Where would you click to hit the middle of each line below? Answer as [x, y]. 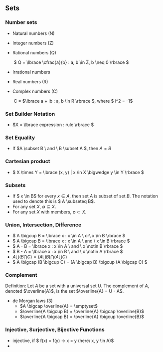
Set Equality [20, 138]
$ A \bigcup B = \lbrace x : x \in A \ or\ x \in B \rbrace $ [69, 236]
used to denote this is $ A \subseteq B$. [54, 201]
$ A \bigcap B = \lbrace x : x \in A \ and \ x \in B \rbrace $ [71, 241]
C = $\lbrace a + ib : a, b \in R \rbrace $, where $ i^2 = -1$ [73, 101]
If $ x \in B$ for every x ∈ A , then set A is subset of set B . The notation [85, 196]
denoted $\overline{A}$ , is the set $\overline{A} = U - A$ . [65, 291]
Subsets [15, 185]
